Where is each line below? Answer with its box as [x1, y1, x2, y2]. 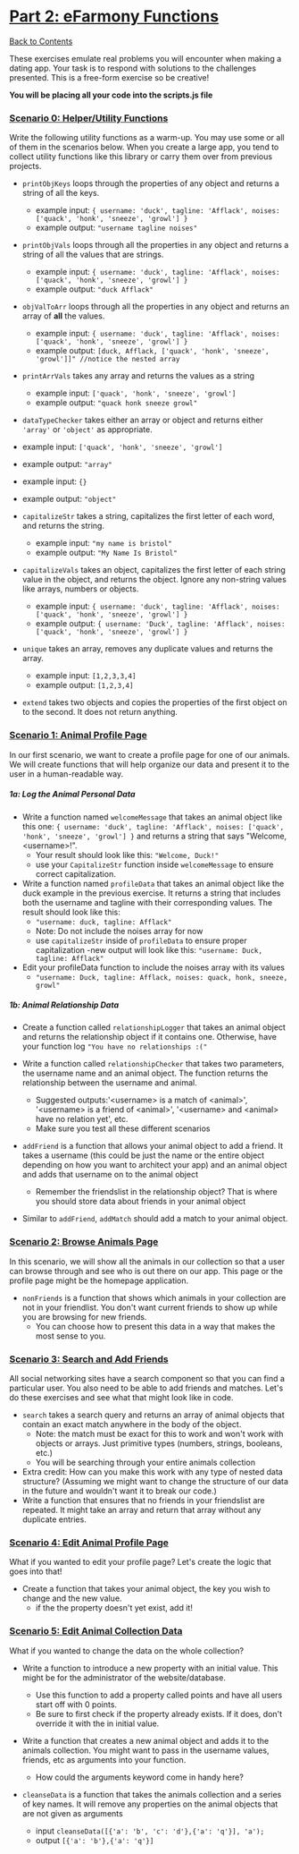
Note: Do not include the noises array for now [35, 925, 203, 936]
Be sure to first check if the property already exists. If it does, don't [35, 1708, 283, 1719]
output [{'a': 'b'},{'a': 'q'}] [35, 1834, 154, 1845]
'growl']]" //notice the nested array [35, 355, 180, 364]
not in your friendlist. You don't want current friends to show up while [21, 1302, 278, 1313]
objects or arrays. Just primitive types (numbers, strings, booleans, [35, 1438, 283, 1449]
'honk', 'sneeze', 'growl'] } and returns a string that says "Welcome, [21, 830, 287, 841]
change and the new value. [21, 1593, 122, 1603]
